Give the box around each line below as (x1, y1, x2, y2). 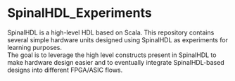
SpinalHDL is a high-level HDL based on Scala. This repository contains (7, 28, 215, 37)
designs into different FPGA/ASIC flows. (7, 66, 123, 74)
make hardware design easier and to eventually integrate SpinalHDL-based (7, 58, 224, 66)
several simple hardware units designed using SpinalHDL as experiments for (7, 35, 229, 44)
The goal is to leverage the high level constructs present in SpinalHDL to (7, 51, 217, 59)
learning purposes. (7, 43, 62, 51)
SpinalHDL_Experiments (7, 5, 153, 21)
